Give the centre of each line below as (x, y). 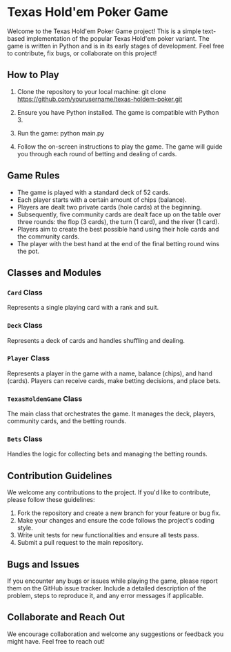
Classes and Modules (54, 273)
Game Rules (33, 176)
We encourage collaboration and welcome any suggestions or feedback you (115, 634)
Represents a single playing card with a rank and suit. (83, 308)
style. (25, 528)
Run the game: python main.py (61, 133)
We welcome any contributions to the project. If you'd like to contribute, (109, 492)
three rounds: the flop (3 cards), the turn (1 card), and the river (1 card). (118, 221)
